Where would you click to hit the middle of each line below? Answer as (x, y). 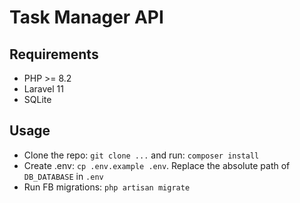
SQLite (37, 99)
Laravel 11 (43, 89)
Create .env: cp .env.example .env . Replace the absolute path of (157, 165)
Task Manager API (86, 17)
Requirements (54, 54)
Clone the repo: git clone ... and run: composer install (141, 155)
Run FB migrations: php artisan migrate (107, 187)
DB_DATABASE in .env (63, 176)
